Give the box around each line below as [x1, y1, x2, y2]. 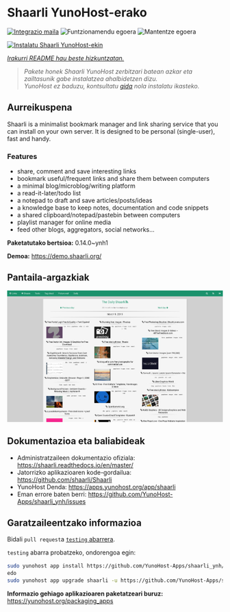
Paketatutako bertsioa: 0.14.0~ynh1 [7, 238, 108, 247]
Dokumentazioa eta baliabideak [7, 435, 145, 447]
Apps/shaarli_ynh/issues [16, 497, 86, 505]
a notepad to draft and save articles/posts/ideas [16, 197, 153, 205]
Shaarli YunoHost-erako [7, 5, 147, 21]
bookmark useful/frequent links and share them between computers [16, 175, 210, 183]
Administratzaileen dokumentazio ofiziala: [16, 454, 136, 462]
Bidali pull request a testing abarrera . [7, 535, 115, 543]
